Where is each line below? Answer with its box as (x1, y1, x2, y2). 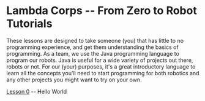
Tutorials (6, 17, 53, 31)
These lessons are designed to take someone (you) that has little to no (6, 37, 184, 44)
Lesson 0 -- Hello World (6, 88, 67, 95)
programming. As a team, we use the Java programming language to (6, 50, 179, 57)
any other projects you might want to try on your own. (6, 76, 142, 83)
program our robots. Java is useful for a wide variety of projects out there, (6, 56, 193, 64)
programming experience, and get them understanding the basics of (6, 43, 179, 51)
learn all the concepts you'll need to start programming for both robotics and (6, 69, 199, 77)
